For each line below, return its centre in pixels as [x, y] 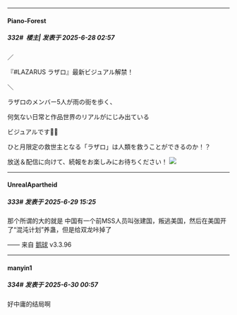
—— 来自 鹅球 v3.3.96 [39, 245]
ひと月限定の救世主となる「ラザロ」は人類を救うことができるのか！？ [109, 147]
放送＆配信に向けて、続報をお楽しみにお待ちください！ [87, 161]
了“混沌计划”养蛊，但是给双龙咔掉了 [60, 230]
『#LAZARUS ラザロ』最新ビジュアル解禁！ [71, 72]
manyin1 [20, 268]
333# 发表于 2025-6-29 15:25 [52, 202]
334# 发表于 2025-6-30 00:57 [53, 285]
